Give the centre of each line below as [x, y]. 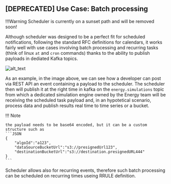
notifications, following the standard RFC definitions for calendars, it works [84, 42]
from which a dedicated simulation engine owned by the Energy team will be [86, 94]
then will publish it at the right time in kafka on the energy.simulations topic [85, 89]
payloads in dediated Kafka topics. [42, 58]
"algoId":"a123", [33, 143]
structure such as [25, 129]
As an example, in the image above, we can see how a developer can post [83, 78]
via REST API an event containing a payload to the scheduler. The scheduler [85, 84]
